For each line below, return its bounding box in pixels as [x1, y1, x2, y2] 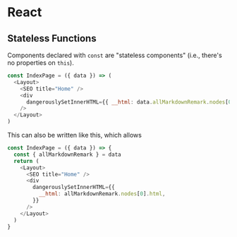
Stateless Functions [7, 32, 97, 44]
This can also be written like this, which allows [7, 131, 142, 139]
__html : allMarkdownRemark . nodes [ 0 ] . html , [38, 190, 166, 197]
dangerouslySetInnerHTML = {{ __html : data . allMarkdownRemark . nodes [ [25, 98, 229, 106]
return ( [13, 157, 39, 164]
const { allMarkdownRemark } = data [13, 151, 121, 158]
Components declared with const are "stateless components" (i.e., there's [7, 51, 222, 59]
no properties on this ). [7, 59, 74, 67]
